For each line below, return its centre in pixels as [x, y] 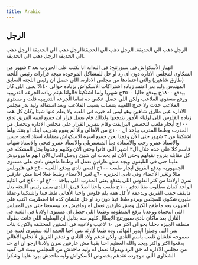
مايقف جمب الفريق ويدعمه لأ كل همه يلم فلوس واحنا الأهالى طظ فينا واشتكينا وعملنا [98, 193]
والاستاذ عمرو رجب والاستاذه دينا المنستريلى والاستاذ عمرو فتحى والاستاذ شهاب [93, 143]
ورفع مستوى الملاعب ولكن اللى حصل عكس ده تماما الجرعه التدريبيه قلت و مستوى [97, 99]
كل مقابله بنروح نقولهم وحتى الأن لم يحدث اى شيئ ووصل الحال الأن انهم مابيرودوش [98, 155]
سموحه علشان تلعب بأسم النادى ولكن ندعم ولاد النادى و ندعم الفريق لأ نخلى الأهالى [98, 237]
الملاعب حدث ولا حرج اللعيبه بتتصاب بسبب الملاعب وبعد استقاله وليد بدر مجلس [93, 105]
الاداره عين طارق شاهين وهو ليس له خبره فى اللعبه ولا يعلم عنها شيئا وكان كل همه [96, 111]
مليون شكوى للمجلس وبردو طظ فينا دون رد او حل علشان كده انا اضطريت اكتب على [98, 199]
